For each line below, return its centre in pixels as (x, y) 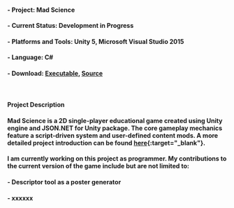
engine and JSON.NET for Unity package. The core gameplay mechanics (115, 128)
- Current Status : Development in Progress (71, 26)
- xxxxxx (20, 198)
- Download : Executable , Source (55, 73)
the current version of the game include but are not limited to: (98, 166)
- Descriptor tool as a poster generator (64, 182)
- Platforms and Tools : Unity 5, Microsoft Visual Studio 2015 (96, 41)
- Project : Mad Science (41, 10)
